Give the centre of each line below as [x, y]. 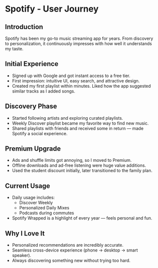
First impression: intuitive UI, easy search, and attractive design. [76, 80]
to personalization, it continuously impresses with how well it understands [79, 44]
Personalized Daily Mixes [44, 208]
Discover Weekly [36, 203]
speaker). [22, 255]
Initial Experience [32, 64]
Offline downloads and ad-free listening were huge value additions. [79, 165]
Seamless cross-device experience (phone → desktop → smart [75, 250]
